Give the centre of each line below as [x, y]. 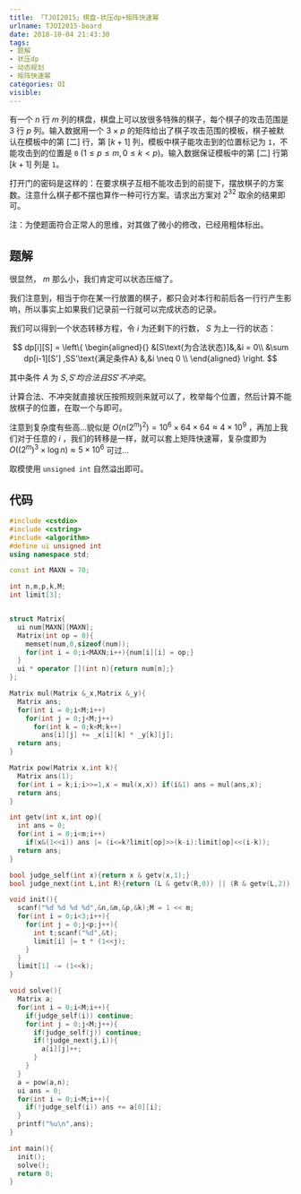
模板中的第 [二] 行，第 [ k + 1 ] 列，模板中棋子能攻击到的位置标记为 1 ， [152, 142]
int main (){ [31, 1148]
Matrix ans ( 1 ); [46, 776]
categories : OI [38, 84]
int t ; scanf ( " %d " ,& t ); [75, 932]
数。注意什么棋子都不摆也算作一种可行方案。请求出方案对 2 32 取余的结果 [143, 193]
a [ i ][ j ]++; [62, 1049]
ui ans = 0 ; [40, 1091]
